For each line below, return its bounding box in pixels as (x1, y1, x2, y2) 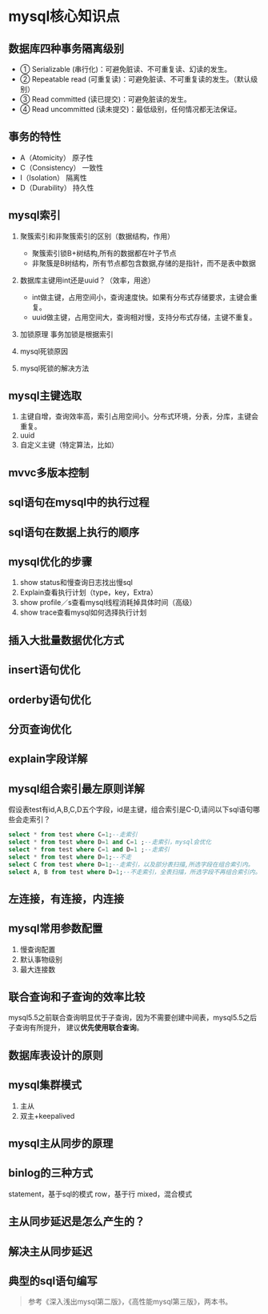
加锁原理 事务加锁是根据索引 (19, 329, 114, 339)
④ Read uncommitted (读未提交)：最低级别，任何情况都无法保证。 (19, 105, 242, 114)
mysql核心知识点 (8, 7, 120, 26)
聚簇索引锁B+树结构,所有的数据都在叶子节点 (31, 248, 178, 258)
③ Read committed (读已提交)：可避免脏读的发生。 (19, 94, 191, 104)
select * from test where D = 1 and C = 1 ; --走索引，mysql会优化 (8, 838, 212, 847)
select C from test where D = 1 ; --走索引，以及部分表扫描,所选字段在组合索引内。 (8, 860, 254, 868)
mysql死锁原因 (19, 346, 69, 356)
